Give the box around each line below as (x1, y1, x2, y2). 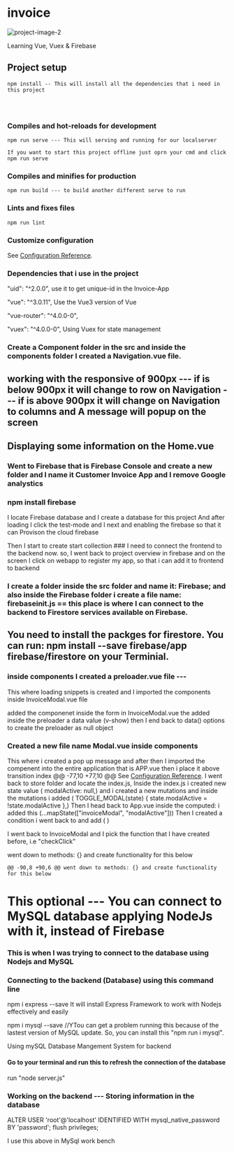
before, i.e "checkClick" (7, 837, 76, 846)
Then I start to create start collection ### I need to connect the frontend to (7, 541, 222, 550)
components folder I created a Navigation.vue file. (7, 351, 182, 361)
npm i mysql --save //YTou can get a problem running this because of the (7, 1021, 219, 1030)
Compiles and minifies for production (7, 171, 136, 181)
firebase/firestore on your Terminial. (7, 651, 170, 663)
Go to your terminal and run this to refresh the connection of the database (7, 1058, 226, 1067)
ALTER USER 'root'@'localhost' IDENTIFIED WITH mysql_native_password (7, 1116, 220, 1124)
